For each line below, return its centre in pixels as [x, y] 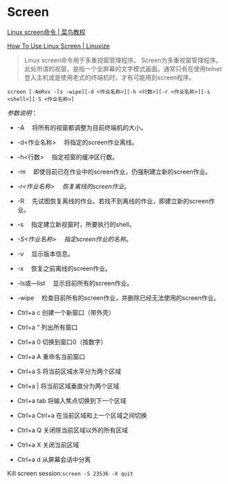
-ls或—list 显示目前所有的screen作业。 [75, 283]
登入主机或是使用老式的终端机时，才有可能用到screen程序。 [110, 77]
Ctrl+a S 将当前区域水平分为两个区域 [69, 371]
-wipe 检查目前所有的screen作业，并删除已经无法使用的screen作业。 [118, 297]
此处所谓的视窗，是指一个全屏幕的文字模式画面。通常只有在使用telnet [123, 68]
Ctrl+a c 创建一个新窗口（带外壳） [66, 313]
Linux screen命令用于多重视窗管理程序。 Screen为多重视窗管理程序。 [123, 60]
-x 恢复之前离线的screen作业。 [64, 268]
